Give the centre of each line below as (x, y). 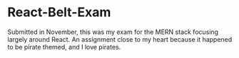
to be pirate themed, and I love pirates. (64, 47)
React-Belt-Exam (59, 12)
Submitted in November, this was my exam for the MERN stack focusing (113, 32)
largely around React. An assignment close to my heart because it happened (120, 39)
